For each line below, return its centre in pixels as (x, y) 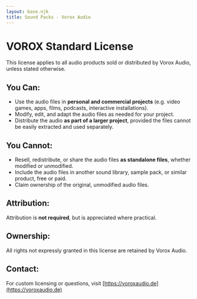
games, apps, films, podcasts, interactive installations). (81, 108)
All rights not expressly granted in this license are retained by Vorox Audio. (97, 250)
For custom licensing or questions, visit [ (55, 283)
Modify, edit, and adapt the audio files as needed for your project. (94, 114)
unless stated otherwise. (36, 69)
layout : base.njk (27, 12)
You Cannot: (29, 145)
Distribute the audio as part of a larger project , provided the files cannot (103, 121)
